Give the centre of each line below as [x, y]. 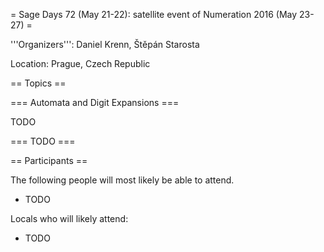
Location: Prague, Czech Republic [80, 63]
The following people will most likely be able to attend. [122, 180]
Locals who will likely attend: [69, 218]
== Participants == [49, 160]
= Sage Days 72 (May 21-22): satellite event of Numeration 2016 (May [154, 14]
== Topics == [38, 83]
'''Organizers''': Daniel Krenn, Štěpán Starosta [105, 44]
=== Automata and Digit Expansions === [95, 102]
